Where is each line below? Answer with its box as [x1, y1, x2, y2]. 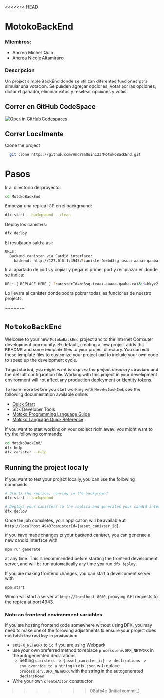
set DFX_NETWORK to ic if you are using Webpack [12, 642, 106, 648]
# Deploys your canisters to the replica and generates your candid [5, 504, 147, 509]
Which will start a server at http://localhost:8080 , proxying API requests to [5, 594, 158, 599]
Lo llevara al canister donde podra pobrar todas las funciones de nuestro [5, 290, 152, 296]
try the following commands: [5, 431, 62, 437]
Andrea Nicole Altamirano [12, 55, 64, 61]
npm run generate [5, 547, 41, 552]
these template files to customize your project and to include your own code [5, 352, 159, 358]
